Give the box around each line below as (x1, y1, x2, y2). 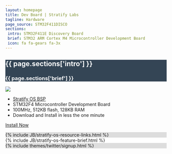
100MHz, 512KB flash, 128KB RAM (12, 107, 85, 113)
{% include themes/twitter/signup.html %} (5, 143, 94, 149)
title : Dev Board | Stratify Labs (5, 12, 79, 17)
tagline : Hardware (5, 17, 45, 22)
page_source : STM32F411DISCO (5, 21, 68, 27)
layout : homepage (5, 7, 42, 13)
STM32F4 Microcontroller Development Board (12, 101, 111, 108)
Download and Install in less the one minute (12, 112, 105, 118)
